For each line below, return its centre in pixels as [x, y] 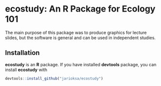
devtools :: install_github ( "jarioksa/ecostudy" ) [54, 78]
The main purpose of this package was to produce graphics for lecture [76, 32]
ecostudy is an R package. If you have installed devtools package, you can [81, 64]
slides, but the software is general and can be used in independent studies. [80, 38]
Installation [22, 53]
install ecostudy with [26, 70]
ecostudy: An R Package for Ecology [80, 9]
